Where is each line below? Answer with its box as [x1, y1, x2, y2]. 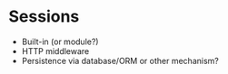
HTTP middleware [21, 45, 90, 56]
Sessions [8, 6, 80, 27]
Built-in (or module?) [21, 36, 99, 47]
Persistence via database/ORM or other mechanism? [21, 55, 219, 66]
